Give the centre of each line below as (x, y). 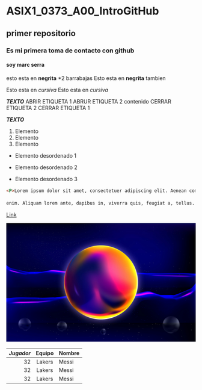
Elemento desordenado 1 (46, 155)
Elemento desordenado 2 (46, 167)
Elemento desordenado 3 (46, 179)
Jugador (20, 353)
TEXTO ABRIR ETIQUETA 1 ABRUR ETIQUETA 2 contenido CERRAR (89, 101)
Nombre (69, 353)
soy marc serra (26, 65)
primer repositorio (41, 33)
